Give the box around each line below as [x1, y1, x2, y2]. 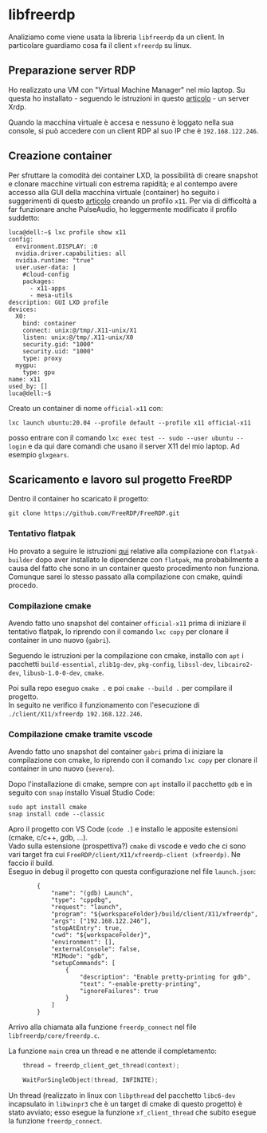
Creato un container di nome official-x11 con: [8, 403, 163, 413]
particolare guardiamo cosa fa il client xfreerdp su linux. [8, 40, 192, 50]
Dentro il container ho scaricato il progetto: [8, 494, 149, 504]
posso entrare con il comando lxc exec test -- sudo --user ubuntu [8, 433, 234, 442]
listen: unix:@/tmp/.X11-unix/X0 [22, 333, 134, 341]
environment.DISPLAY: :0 [15, 242, 98, 250]
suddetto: [8, 213, 40, 222]
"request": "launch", [50, 904, 124, 912]
